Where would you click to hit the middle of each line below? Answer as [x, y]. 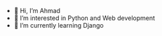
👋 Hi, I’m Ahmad [37, 11]
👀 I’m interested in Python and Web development [85, 18]
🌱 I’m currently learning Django [59, 25]
